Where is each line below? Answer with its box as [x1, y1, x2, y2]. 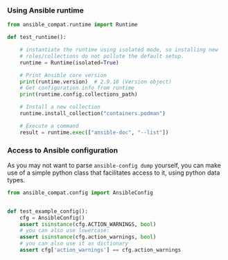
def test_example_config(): [7, 207, 89, 215]
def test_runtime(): [7, 34, 67, 41]
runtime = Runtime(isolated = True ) [19, 59, 119, 66]
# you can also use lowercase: [19, 227, 110, 234]
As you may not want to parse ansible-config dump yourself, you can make [7, 161, 222, 169]
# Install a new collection [19, 103, 100, 111]
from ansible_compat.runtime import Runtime [7, 21, 138, 28]
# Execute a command [19, 122, 79, 130]
